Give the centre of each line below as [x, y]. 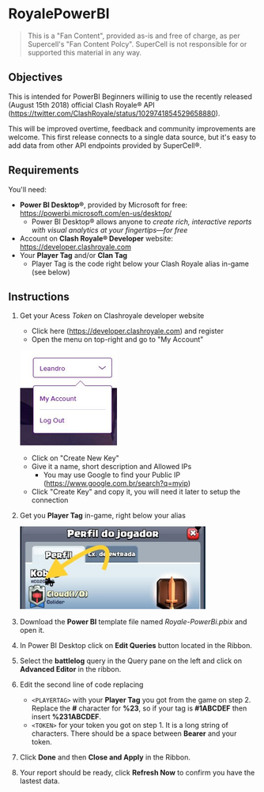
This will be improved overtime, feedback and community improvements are [132, 128]
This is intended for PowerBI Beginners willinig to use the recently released [130, 97]
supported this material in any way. [85, 52]
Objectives [36, 77]
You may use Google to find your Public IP [112, 475]
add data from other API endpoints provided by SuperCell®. [105, 145]
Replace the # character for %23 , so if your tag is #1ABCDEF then [139, 708]
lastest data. [40, 781]
